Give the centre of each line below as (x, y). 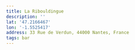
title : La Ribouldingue (35, 11)
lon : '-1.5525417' (28, 27)
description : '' (26, 17)
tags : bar (18, 38)
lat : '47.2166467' (28, 22)
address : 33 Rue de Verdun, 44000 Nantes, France (68, 33)
